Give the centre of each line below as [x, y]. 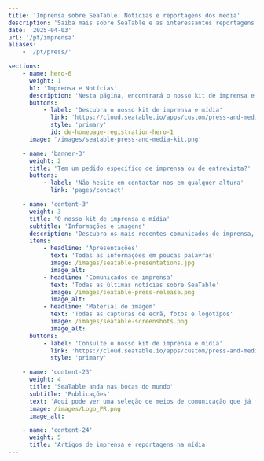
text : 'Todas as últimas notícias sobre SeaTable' [135, 285]
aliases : [22, 45]
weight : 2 [45, 161]
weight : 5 [45, 437]
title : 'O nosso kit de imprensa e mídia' [99, 219]
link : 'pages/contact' [87, 190]
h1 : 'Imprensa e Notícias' [73, 88]
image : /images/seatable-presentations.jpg [122, 263]
